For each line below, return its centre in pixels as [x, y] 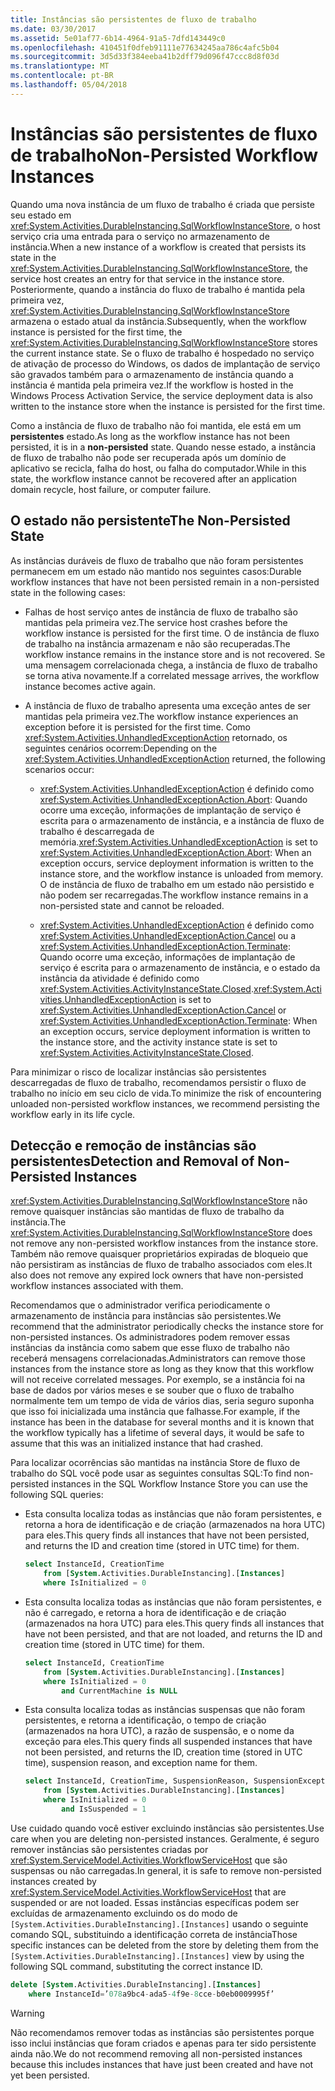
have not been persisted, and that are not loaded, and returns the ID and [173, 1633]
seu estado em [41, 215]
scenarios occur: [59, 769]
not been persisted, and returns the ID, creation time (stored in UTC [163, 1752]
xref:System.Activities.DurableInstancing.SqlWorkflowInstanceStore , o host [165, 225]
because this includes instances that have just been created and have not [162, 2064]
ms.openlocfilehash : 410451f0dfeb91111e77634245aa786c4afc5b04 [145, 47]
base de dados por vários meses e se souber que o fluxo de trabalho [152, 1390]
